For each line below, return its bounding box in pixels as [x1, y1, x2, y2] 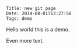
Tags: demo [6, 16, 33, 22]
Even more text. [6, 37, 44, 44]
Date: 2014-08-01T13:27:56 [6, 10, 72, 16]
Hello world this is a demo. [6, 26, 70, 33]
